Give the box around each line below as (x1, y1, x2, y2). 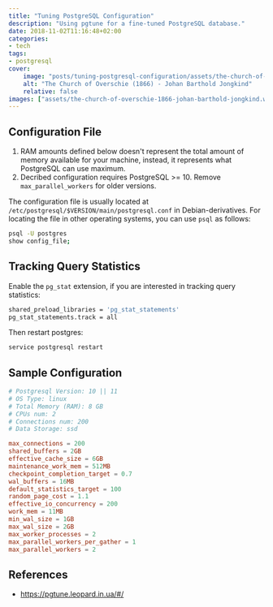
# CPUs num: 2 (8, 410, 57, 418)
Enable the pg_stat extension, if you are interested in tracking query (8, 281, 236, 291)
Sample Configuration (8, 366, 123, 380)
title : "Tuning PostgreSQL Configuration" (8, 11, 154, 20)
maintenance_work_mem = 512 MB (8, 462, 111, 471)
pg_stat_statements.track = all (8, 313, 118, 321)
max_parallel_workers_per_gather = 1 (8, 537, 136, 546)
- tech (8, 42, 31, 50)
